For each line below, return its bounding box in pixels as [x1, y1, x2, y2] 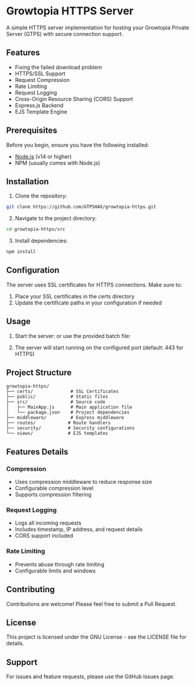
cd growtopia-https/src [6, 226, 66, 233]
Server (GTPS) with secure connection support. [6, 30, 124, 37]
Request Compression [14, 76, 70, 83]
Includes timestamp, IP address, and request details [14, 526, 143, 533]
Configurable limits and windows [14, 567, 96, 574]
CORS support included [14, 532, 74, 539]
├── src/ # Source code [6, 399, 106, 405]
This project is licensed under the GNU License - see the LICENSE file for [6, 633, 187, 641]
